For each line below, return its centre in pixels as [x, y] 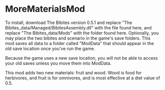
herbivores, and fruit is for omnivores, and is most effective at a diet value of [82, 78]
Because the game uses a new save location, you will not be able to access [82, 58]
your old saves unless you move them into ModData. [58, 63]
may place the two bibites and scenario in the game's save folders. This [78, 38]
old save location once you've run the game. [50, 48]
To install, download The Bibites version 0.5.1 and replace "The [69, 22]
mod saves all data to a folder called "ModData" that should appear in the [80, 43]
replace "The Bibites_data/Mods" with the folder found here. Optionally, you [82, 33]
